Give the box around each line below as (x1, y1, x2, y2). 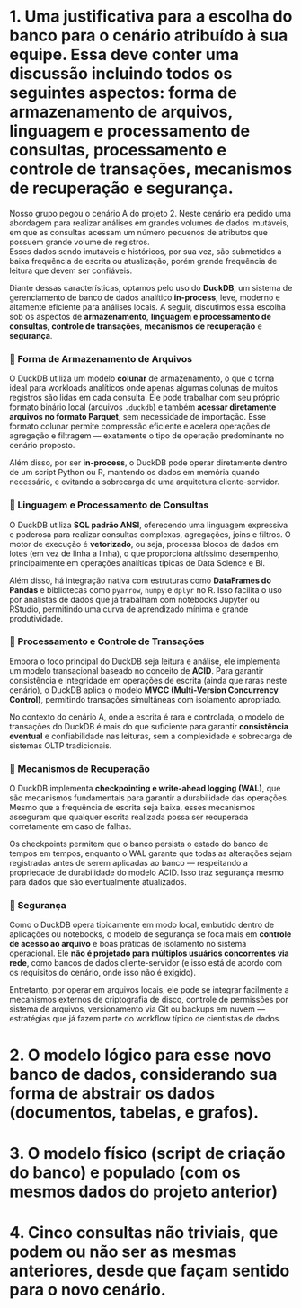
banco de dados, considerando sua (9, 1064, 278, 1084)
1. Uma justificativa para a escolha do (9, 6, 293, 27)
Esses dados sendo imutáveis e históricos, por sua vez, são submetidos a (9, 245, 282, 257)
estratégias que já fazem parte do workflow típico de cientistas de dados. (9, 1013, 281, 1024)
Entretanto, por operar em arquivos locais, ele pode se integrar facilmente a (9, 985, 289, 995)
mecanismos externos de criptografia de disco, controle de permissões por (9, 994, 289, 1005)
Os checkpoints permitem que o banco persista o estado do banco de (9, 838, 269, 850)
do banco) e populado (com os (9, 1162, 241, 1182)
